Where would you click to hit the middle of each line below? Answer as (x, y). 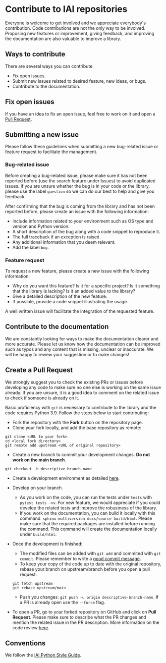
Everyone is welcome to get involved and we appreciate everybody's (76, 23)
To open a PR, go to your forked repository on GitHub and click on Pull (84, 612)
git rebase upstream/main (39, 588)
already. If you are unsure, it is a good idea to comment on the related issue (82, 392)
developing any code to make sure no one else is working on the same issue (83, 387)
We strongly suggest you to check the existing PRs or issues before (74, 382)
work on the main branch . (39, 460)
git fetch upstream (32, 583)
